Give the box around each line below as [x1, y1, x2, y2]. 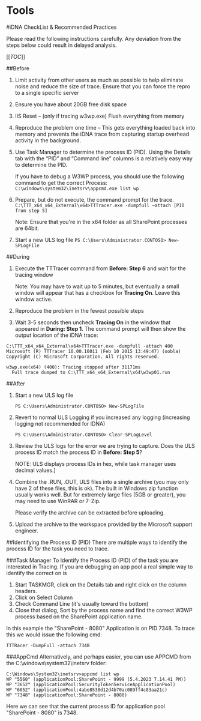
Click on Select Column [14, 594, 73, 601]
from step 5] [14, 208, 48, 214]
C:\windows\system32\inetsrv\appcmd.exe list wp [14, 186, 139, 192]
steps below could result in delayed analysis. [6, 41, 117, 49]
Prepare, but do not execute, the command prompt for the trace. [14, 196, 174, 203]
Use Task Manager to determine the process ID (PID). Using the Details [14, 148, 191, 155]
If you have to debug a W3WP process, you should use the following [14, 172, 185, 180]
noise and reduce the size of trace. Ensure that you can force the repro [14, 82, 191, 90]
